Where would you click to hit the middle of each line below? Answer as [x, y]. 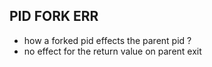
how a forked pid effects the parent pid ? [107, 40]
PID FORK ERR [54, 16]
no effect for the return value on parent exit [112, 51]
